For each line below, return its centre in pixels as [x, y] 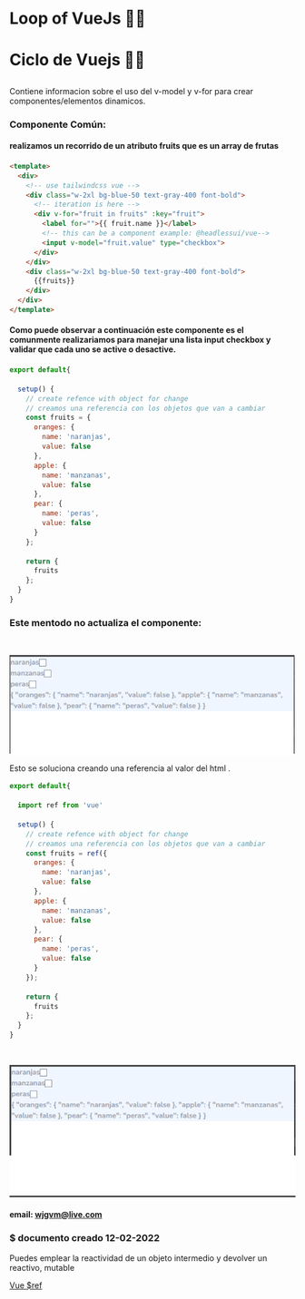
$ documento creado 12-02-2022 [85, 1238]
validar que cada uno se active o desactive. [93, 349]
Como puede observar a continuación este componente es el [127, 330]
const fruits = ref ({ [66, 853]
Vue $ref [26, 1285]
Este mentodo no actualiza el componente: [106, 622]
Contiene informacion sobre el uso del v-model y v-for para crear [132, 91]
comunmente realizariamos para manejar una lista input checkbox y [140, 340]
